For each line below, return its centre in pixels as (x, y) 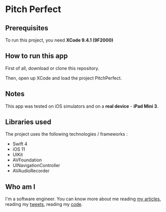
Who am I (20, 186)
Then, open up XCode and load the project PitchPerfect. (64, 78)
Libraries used (28, 122)
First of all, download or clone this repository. (52, 68)
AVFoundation (27, 160)
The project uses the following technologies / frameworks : (66, 134)
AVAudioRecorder (31, 171)
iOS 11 (19, 149)
